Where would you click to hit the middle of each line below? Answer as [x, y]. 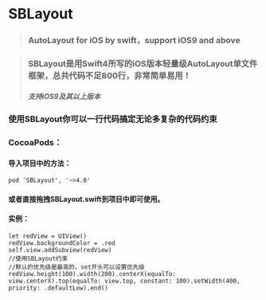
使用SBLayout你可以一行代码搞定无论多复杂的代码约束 [113, 119]
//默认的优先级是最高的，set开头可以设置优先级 [76, 267]
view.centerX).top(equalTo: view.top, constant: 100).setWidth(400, [124, 281]
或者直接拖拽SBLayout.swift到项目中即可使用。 [86, 199]
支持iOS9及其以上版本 [64, 96]
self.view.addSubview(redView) [60, 250]
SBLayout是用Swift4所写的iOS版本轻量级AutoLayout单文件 [143, 64]
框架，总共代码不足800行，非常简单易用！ [109, 76]
